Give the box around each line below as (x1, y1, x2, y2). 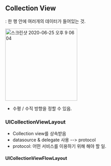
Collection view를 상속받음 (12, 131, 67, 137)
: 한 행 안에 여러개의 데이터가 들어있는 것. (5, 18, 86, 24)
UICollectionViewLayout (5, 118, 66, 126)
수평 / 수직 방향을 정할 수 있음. (12, 105, 72, 111)
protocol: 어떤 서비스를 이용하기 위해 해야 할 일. (12, 143, 107, 149)
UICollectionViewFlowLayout (5, 155, 67, 161)
